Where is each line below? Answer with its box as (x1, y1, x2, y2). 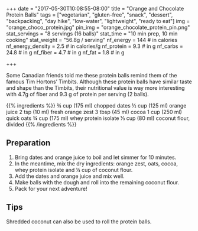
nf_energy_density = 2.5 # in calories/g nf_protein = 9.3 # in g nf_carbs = (6, 43, 183, 50)
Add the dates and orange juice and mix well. (14, 173, 125, 180)
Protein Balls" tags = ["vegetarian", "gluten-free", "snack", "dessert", (6, 11, 173, 18)
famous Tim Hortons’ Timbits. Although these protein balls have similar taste (6, 78, 192, 85)
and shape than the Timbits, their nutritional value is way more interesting (6, 84, 185, 91)
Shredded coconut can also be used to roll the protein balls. (6, 218, 152, 225)
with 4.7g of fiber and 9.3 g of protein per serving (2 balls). (6, 91, 149, 97)
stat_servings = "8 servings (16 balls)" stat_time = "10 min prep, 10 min (6, 30, 178, 37)
